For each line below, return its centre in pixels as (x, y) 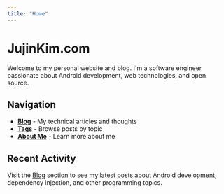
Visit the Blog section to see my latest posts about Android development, (112, 175)
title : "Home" (28, 14)
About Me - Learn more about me (66, 137)
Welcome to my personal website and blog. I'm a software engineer (105, 68)
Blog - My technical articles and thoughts (77, 122)
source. (18, 83)
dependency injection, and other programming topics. (85, 183)
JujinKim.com (49, 48)
